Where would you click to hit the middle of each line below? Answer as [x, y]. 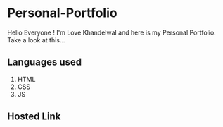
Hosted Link [34, 117]
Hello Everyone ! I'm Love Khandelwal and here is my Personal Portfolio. [111, 32]
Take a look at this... [36, 40]
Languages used [45, 62]
